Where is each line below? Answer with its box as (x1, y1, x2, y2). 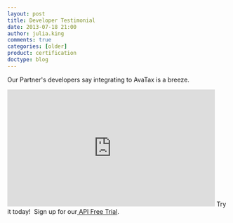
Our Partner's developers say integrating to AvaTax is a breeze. (7, 75, 189, 84)
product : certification (7, 50, 77, 57)
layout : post (7, 10, 46, 18)
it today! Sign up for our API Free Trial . (7, 207, 119, 215)
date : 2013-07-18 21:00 (7, 23, 77, 30)
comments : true (7, 37, 52, 44)
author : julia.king (7, 30, 65, 37)
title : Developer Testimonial (7, 17, 96, 24)
